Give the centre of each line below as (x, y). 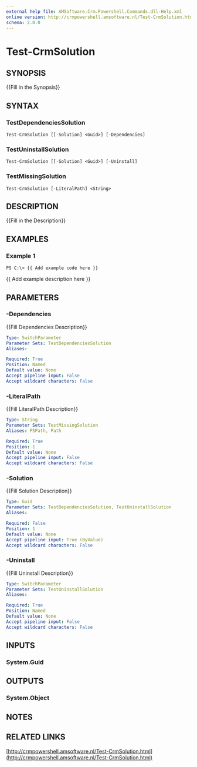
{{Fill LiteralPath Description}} (42, 409)
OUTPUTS (25, 681)
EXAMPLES (27, 239)
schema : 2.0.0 (23, 22)
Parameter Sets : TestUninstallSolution (55, 589)
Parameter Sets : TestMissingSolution (52, 426)
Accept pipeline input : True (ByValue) (55, 540)
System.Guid (25, 662)
